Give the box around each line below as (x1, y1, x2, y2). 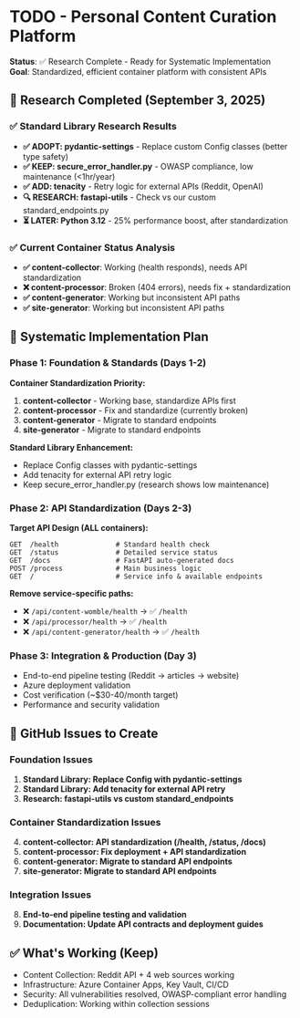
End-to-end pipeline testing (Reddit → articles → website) (22, 670, 240, 681)
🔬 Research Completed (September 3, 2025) (9, 93, 266, 109)
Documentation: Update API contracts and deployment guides (22, 919, 264, 930)
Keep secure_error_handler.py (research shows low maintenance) (22, 479, 270, 490)
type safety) (22, 151, 69, 161)
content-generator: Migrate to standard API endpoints (22, 856, 233, 867)
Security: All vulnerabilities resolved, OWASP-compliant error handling (22, 989, 287, 1000)
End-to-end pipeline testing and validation (22, 909, 187, 920)
